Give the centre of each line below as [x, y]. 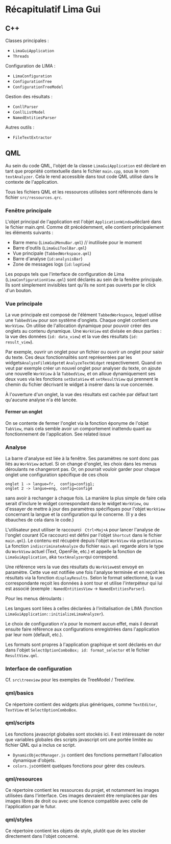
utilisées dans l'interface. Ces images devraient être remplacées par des [81, 796]
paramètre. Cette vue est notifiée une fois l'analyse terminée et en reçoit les [85, 572]
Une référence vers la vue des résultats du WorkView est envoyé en [75, 567]
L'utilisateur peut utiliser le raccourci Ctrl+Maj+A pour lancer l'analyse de [82, 529]
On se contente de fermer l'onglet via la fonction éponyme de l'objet [77, 423]
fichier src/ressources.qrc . [34, 197]
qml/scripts [20, 723]
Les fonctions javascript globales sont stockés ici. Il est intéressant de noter [85, 734]
